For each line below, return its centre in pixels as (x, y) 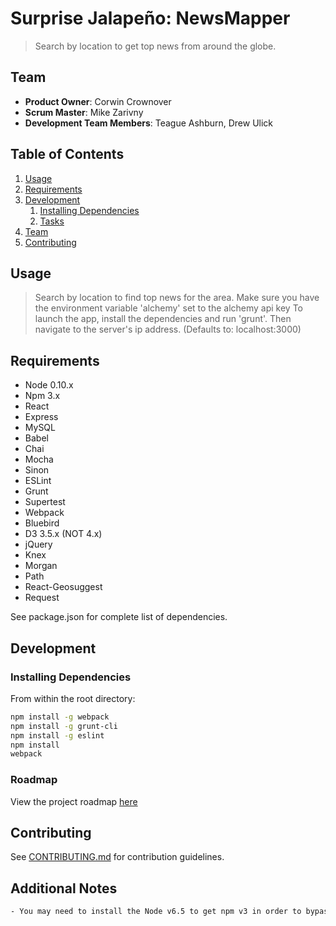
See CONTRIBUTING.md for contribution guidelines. (117, 857)
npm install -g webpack (60, 717)
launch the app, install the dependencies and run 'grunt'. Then (163, 319)
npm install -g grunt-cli (64, 726)
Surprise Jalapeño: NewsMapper (150, 18)
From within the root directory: (73, 698)
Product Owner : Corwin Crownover (98, 101)
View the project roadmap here (74, 801)
